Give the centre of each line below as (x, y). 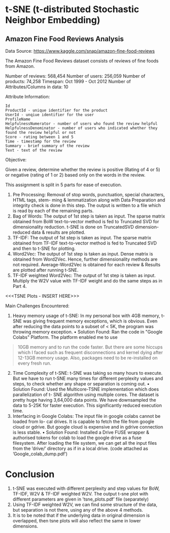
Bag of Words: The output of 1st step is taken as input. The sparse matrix (89, 216)
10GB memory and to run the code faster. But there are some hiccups (90, 347)
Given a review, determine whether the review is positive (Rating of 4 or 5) (83, 169)
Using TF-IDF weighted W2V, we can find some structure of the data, (85, 504)
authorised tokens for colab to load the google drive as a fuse (77, 438)
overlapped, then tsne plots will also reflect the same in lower (77, 520)
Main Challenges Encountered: (37, 306)
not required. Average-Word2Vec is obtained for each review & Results (87, 264)
